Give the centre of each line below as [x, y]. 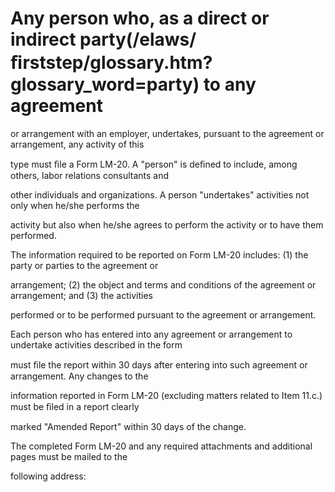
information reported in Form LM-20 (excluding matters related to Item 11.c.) [166, 395]
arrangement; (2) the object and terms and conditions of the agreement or [163, 284]
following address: [48, 476]
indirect [43, 39]
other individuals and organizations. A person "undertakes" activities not [160, 194]
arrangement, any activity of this [77, 144]
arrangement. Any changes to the [79, 376]
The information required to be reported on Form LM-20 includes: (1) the [159, 254]
